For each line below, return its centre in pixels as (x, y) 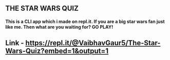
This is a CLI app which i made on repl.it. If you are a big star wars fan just (85, 21)
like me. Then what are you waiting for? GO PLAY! (59, 27)
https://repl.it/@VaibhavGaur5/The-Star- (93, 43)
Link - (15, 43)
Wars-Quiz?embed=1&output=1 (57, 51)
